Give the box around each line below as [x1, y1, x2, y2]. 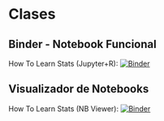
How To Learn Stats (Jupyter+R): [8, 58, 119, 68]
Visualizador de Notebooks [8, 82, 149, 96]
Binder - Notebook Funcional [8, 37, 157, 51]
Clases [8, 5, 56, 24]
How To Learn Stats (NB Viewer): [8, 103, 119, 114]
